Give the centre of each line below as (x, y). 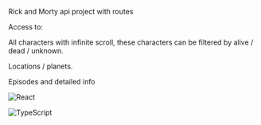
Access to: (26, 27)
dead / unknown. (36, 51)
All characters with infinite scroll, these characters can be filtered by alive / (131, 42)
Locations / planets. (41, 66)
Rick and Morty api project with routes (71, 12)
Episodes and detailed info (52, 82)
